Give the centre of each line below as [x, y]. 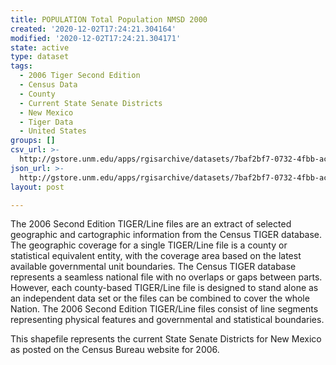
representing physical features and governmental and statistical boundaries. [167, 320]
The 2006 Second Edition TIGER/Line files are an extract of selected [151, 224]
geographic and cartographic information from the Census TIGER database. [166, 235]
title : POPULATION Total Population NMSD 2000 [109, 19]
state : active [40, 47]
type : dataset [40, 57]
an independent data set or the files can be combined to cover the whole [160, 298]
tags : [21, 66]
